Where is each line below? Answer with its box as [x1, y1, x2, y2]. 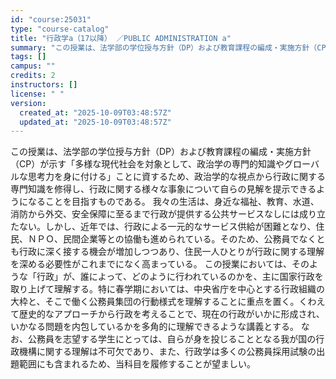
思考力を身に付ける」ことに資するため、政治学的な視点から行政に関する [27, 171, 326, 183]
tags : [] [10, 52, 47, 62]
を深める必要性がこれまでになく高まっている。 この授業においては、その [10, 258, 310, 270]
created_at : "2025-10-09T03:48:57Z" [19, 107, 172, 118]
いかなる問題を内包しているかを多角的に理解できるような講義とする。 [10, 321, 299, 333]
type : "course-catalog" [10, 24, 110, 34]
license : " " [10, 89, 65, 99]
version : [10, 98, 47, 108]
